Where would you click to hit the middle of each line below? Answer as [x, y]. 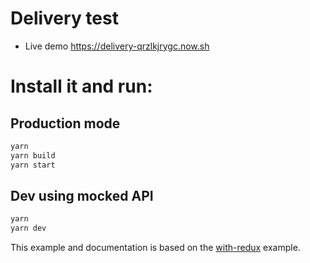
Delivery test [64, 18]
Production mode [65, 123]
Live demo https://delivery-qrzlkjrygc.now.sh [117, 46]
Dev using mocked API [82, 195]
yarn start [33, 165]
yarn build [33, 155]
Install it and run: [81, 86]
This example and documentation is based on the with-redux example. [155, 248]
